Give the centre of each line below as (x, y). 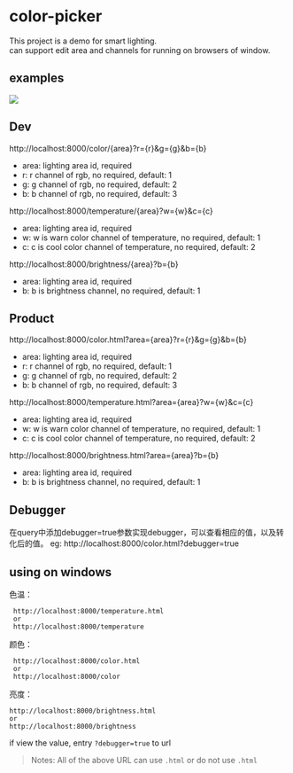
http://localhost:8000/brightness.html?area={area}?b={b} (114, 456)
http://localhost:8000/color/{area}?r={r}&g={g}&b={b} (108, 148)
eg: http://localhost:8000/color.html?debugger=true (144, 543)
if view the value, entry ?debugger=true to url (90, 743)
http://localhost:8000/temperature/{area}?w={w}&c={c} (112, 211)
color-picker (56, 16)
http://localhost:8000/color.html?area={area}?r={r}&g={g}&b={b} (128, 340)
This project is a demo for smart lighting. (83, 41)
